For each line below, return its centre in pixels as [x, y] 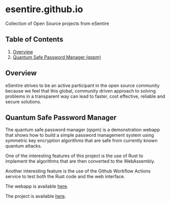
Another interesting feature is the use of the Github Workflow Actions [78, 171]
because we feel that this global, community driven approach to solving [80, 91]
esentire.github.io [44, 9]
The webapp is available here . [37, 186]
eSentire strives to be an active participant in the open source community [82, 85]
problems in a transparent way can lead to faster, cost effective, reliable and [85, 96]
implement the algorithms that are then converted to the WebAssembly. [80, 161]
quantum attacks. [24, 146]
